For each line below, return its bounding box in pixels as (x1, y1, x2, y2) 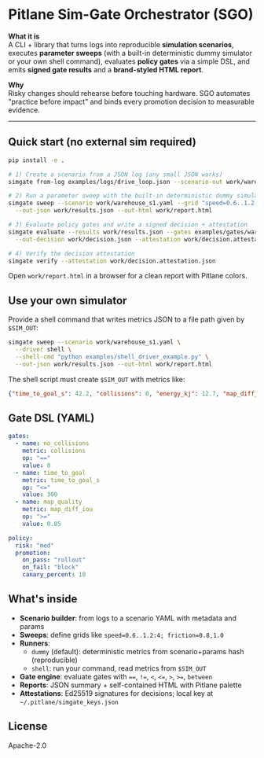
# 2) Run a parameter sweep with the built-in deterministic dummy (8, 192, 234, 200)
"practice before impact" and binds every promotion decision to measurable (8, 97, 255, 106)
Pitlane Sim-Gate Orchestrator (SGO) (8, 6, 254, 24)
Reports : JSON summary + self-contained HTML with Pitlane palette (19, 680, 242, 690)
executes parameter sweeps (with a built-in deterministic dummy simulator (8, 48, 253, 57)
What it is (8, 31, 40, 41)
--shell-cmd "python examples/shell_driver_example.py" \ (15, 352, 210, 361)
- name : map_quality (15, 498, 82, 506)
